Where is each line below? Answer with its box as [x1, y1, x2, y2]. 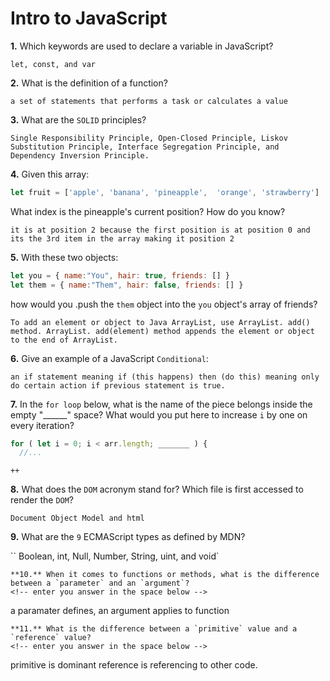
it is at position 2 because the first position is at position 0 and [10, 225, 311, 235]
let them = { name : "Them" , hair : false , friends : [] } [10, 280, 244, 290]
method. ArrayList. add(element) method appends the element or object [10, 326, 315, 336]
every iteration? [10, 419, 75, 431]
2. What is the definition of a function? [10, 77, 168, 89]
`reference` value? [10, 633, 92, 643]
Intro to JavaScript [10, 7, 168, 30]
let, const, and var [10, 59, 97, 69]
